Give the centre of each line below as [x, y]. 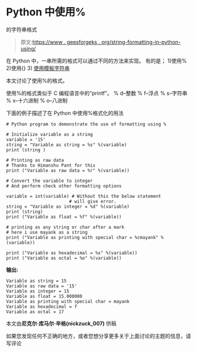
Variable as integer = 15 [38, 291]
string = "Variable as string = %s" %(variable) [67, 145]
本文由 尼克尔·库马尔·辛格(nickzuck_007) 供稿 [61, 323]
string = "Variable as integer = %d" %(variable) [68, 207]
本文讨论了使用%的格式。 [37, 81]
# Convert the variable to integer [50, 181]
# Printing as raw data [35, 160]
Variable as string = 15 [36, 281]
